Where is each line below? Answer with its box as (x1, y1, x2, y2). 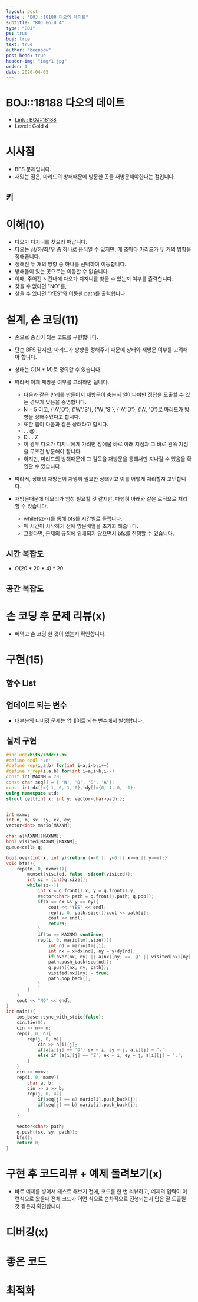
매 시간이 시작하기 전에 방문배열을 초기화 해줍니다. (23, 523, 138, 530)
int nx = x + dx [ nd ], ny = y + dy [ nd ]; (48, 948, 136, 954)
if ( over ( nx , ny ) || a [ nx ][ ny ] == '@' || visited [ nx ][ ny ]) (48, 954, 194, 960)
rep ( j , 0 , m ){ (27, 1036, 62, 1042)
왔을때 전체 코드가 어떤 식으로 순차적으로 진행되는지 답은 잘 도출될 (35, 1195, 187, 1202)
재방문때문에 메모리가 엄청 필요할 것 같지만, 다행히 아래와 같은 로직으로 (14, 495, 177, 502)
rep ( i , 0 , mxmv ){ (16, 1074, 60, 1081)
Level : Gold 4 (14, 122, 49, 130)
